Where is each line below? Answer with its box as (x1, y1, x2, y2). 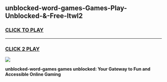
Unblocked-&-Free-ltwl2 (5, 12, 83, 20)
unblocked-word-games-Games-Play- (5, 4, 127, 12)
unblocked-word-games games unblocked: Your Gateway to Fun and (5, 66, 151, 72)
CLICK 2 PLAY (5, 45, 40, 52)
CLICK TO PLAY (5, 27, 44, 34)
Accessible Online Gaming (5, 71, 61, 77)
